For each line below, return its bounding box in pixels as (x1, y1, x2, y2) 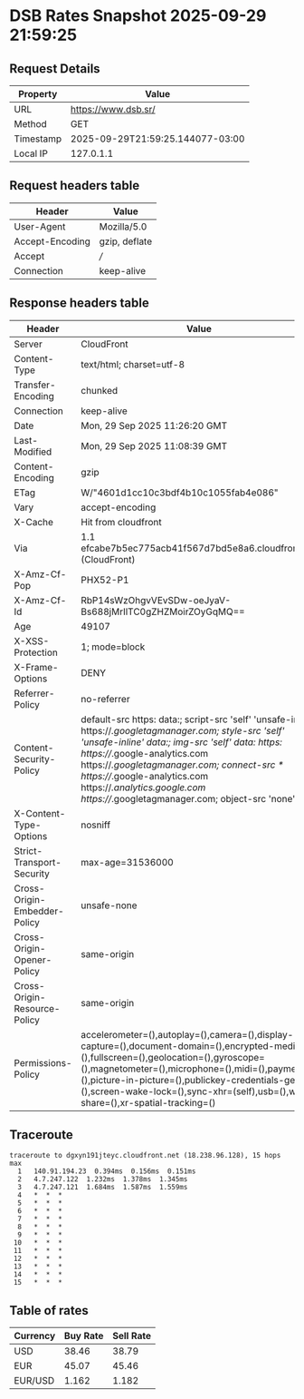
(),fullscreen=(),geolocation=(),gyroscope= (81, 1051, 265, 1063)
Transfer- (14, 378, 56, 391)
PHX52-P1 (81, 573, 129, 586)
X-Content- (14, 807, 66, 819)
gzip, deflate (99, 235, 153, 248)
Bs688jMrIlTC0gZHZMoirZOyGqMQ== (81, 605, 246, 618)
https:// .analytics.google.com (81, 781, 206, 794)
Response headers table (9, 296, 149, 311)
